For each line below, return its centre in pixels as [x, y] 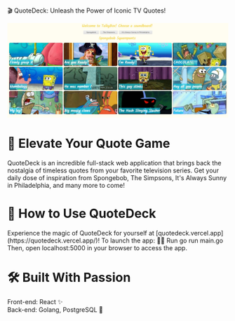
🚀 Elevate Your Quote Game [89, 144]
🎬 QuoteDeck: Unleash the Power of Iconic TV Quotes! [87, 11]
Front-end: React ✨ [35, 301]
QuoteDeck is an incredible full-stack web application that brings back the [114, 163]
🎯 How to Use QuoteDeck [82, 214]
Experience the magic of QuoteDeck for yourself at [81, 233]
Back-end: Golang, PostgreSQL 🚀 [55, 309]
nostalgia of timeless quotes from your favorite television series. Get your [113, 170]
